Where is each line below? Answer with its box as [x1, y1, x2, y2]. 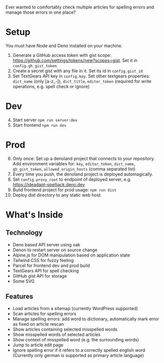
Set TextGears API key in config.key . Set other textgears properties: [12, 73, 150, 79]
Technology [5, 229, 43, 237]
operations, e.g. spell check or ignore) [12, 83, 90, 89]
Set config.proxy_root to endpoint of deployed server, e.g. [12, 176, 132, 182]
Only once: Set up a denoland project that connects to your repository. [12, 156, 155, 161]
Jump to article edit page [12, 342, 64, 348]
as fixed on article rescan [12, 321, 64, 327]
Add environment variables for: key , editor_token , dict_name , [12, 160, 135, 166]
